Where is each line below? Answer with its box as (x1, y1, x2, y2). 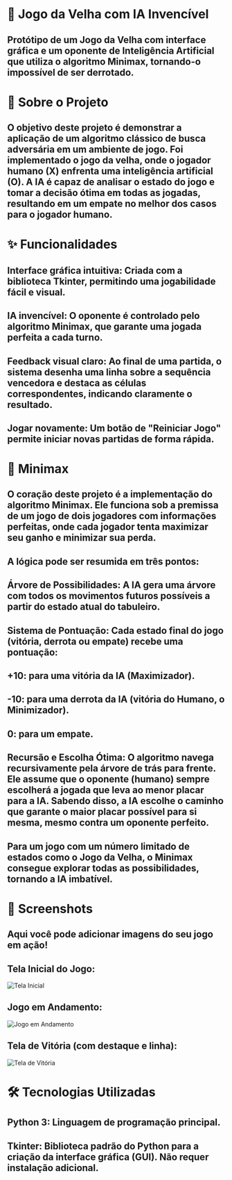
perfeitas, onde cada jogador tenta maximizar (7, 521, 209, 533)
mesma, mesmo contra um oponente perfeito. (7, 817, 210, 829)
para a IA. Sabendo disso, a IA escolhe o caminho (7, 795, 224, 807)
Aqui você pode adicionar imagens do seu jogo (7, 928, 213, 940)
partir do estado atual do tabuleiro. (7, 601, 161, 613)
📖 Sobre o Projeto (7, 94, 109, 110)
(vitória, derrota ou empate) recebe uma (7, 635, 184, 647)
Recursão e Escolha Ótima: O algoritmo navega (7, 752, 215, 764)
